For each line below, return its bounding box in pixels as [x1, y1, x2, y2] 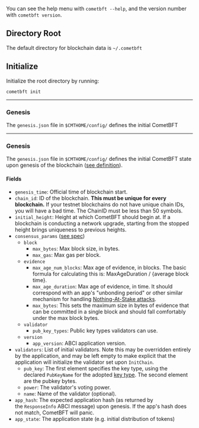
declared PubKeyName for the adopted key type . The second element [23, 371, 188, 379]
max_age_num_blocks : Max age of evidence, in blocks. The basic [32, 264, 187, 271]
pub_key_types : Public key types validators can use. [32, 327, 158, 334]
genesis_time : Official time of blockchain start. [14, 188, 128, 195]
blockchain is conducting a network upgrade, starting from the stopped [14, 220, 190, 227]
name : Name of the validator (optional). [23, 390, 117, 397]
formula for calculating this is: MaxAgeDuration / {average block [32, 270, 190, 278]
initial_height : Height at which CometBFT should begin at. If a [14, 214, 171, 221]
